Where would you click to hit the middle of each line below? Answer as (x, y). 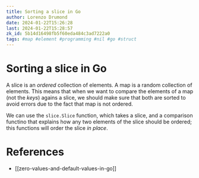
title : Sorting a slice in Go (44, 12)
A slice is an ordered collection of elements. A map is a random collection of (99, 85)
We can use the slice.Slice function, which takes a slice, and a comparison (99, 115)
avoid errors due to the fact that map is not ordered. (70, 104)
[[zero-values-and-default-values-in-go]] (66, 168)
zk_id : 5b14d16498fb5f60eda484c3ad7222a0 (58, 34)
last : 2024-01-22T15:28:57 (40, 28)
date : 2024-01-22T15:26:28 (40, 23)
